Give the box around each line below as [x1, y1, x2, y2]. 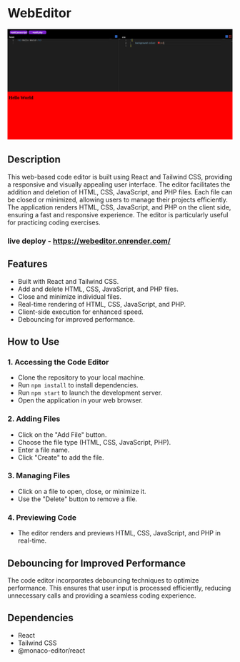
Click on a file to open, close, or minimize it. [17, 487, 146, 495]
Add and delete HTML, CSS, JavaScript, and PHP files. [17, 285, 179, 293]
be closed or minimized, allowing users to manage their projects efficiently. [7, 195, 229, 204]
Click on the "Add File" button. [17, 430, 107, 439]
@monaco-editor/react [17, 646, 86, 655]
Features [7, 258, 48, 270]
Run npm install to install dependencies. [17, 381, 139, 390]
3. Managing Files [7, 470, 71, 480]
